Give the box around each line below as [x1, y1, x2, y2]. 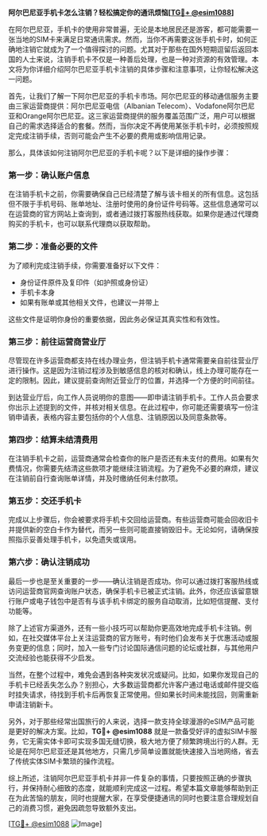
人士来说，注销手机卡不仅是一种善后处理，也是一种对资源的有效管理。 [21, 55, 252, 64]
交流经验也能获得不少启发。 [8, 652, 99, 663]
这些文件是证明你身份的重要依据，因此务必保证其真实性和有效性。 [8, 314, 224, 324]
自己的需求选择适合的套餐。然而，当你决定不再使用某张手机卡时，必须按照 [8, 121, 252, 130]
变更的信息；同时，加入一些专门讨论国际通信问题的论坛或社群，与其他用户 [14, 643, 259, 652]
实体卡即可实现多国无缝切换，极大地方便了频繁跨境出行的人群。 [42, 736, 252, 746]
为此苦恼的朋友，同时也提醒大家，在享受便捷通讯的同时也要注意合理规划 [14, 793, 252, 803]
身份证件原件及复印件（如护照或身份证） [19, 278, 153, 287]
